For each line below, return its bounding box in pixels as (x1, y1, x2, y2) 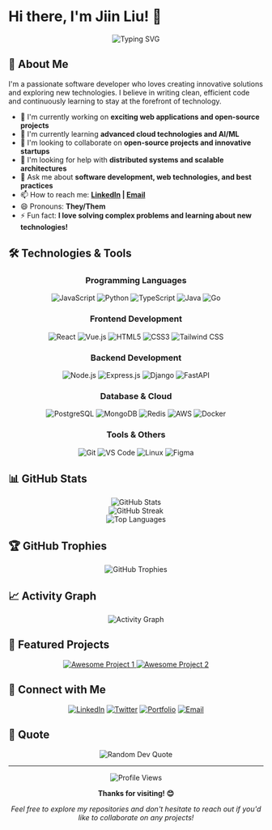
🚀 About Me (8, 57, 69, 71)
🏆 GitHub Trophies (8, 539, 108, 553)
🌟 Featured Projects (8, 638, 110, 652)
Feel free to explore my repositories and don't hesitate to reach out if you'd (11, 804, 261, 814)
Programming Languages (84, 275, 188, 286)
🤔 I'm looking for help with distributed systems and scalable (19, 155, 224, 164)
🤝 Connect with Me (8, 683, 107, 697)
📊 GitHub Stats (8, 472, 87, 486)
